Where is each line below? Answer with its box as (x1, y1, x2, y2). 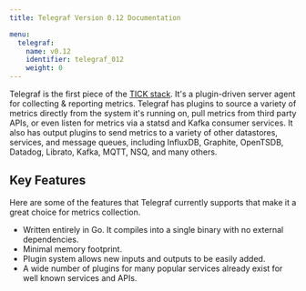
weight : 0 (25, 64, 64, 73)
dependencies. (22, 234, 79, 245)
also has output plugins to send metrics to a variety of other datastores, (9, 127, 278, 137)
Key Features (9, 173, 87, 188)
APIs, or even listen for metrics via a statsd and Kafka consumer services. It (9, 117, 293, 128)
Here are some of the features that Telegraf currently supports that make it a (9, 196, 297, 207)
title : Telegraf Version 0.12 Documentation (9, 13, 181, 23)
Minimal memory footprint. (22, 243, 123, 255)
